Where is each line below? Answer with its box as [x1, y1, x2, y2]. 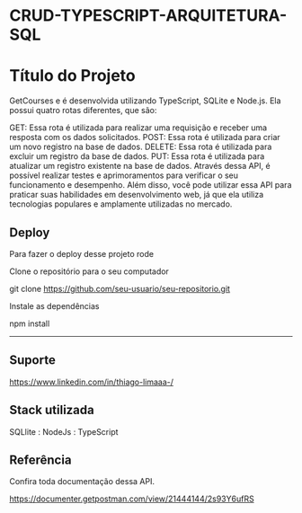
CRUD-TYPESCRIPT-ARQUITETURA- [9, 5, 288, 26]
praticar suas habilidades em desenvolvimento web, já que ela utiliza [9, 190, 264, 200]
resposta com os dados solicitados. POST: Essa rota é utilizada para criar [9, 132, 280, 143]
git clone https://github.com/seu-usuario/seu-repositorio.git [9, 283, 231, 294]
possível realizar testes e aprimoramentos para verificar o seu [9, 170, 239, 181]
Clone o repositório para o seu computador [9, 266, 169, 277]
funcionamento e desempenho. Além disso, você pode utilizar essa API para [9, 180, 292, 190]
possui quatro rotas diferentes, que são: [9, 105, 157, 116]
